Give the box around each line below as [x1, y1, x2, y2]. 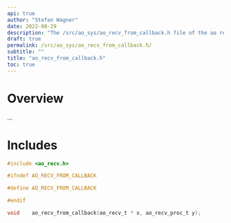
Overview [7, 91, 64, 106]
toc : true [7, 61, 36, 68]
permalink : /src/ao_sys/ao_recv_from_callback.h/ [7, 42, 153, 49]
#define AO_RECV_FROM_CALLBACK [7, 185, 97, 192]
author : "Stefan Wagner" [7, 16, 78, 23]
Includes [7, 137, 58, 153]
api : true [7, 10, 36, 17]
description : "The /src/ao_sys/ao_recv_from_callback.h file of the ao [7, 29, 217, 36]
